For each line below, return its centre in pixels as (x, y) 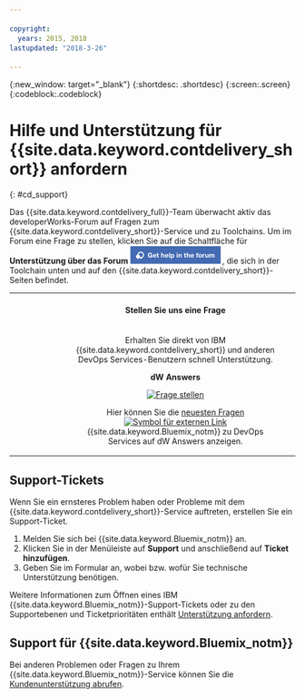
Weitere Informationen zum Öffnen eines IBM (94, 595)
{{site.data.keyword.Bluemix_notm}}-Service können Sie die (122, 674)
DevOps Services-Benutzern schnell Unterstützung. (175, 359)
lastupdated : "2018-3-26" (58, 48)
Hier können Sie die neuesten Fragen (176, 412)
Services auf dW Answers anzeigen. (175, 441)
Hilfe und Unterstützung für (116, 131)
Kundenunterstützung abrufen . (67, 683)
